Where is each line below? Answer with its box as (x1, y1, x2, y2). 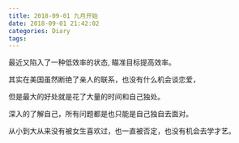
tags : (8, 34, 27, 43)
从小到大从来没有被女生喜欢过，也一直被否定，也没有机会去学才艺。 (8, 126, 236, 136)
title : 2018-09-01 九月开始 (8, 11, 99, 20)
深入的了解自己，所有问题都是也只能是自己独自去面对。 (8, 109, 193, 119)
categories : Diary (8, 27, 70, 35)
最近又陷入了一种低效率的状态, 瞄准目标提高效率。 (8, 57, 176, 67)
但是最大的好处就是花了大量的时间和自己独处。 (8, 92, 164, 102)
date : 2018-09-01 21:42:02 (8, 19, 100, 27)
